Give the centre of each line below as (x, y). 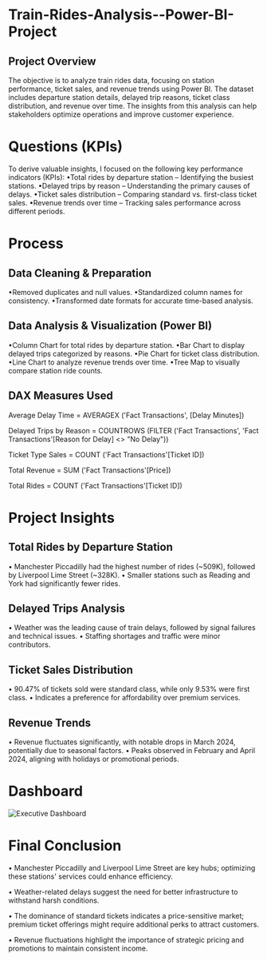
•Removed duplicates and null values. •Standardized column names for (126, 292)
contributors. (29, 644)
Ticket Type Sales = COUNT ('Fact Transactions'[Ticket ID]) (106, 454)
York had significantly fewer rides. (65, 583)
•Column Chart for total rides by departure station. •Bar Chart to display (127, 345)
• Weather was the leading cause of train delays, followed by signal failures (132, 628)
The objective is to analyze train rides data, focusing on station (112, 80)
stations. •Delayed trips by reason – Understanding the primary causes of (129, 185)
